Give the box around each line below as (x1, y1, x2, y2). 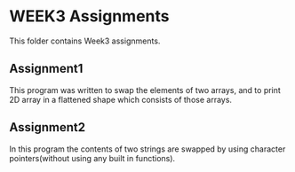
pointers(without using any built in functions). (9, 152, 176, 163)
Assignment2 (9, 120, 86, 135)
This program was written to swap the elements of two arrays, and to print (9, 84, 282, 95)
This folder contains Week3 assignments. (9, 35, 161, 46)
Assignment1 (9, 61, 84, 76)
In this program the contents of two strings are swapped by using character (9, 144, 286, 154)
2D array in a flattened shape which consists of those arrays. (9, 94, 233, 105)
